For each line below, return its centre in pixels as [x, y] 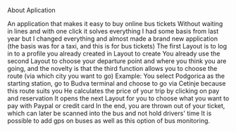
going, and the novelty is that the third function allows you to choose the [112, 68]
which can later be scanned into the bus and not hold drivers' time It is [110, 113]
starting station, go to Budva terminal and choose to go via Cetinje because [117, 83]
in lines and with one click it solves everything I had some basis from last [113, 31]
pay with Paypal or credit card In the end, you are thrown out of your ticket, [116, 106]
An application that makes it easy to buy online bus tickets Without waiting [115, 24]
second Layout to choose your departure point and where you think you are [117, 61]
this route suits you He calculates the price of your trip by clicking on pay [113, 91]
